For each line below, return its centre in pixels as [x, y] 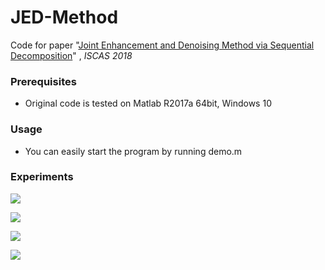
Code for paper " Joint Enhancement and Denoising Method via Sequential [162, 45]
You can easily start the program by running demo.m [133, 151]
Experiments [42, 177]
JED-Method [64, 17]
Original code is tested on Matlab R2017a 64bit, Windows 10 [148, 103]
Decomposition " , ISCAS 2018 [71, 55]
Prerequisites [43, 81]
